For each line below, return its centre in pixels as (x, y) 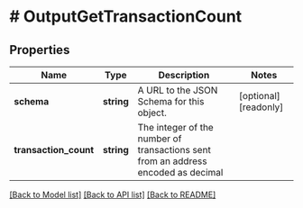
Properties (40, 50)
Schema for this (171, 101)
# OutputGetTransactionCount (126, 17)
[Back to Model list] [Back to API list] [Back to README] (113, 194)
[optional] (260, 96)
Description (184, 75)
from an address (172, 161)
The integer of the (175, 127)
